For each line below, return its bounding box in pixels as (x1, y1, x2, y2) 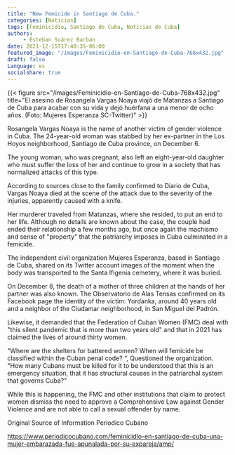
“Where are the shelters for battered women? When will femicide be (7, 346, 203, 355)
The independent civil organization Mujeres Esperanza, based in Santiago (7, 253, 220, 262)
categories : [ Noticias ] (7, 17, 77, 24)
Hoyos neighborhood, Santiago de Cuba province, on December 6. (7, 139, 201, 147)
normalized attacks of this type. (7, 168, 99, 176)
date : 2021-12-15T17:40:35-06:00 (7, 43, 105, 50)
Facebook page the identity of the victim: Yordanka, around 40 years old (7, 296, 217, 305)
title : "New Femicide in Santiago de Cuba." (7, 10, 140, 18)
